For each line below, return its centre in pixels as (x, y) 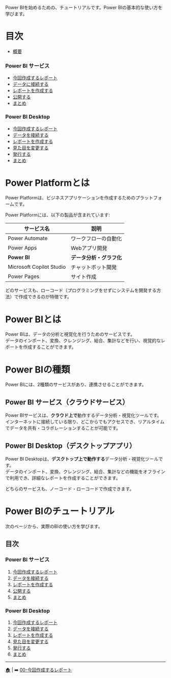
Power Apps (22, 248)
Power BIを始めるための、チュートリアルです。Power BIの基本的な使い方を (84, 7)
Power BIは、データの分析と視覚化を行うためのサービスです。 (70, 334)
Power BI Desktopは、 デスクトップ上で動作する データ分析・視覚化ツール (82, 459)
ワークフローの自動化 (96, 239)
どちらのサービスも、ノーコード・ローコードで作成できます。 (70, 489)
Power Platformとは (48, 183)
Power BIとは (33, 319)
